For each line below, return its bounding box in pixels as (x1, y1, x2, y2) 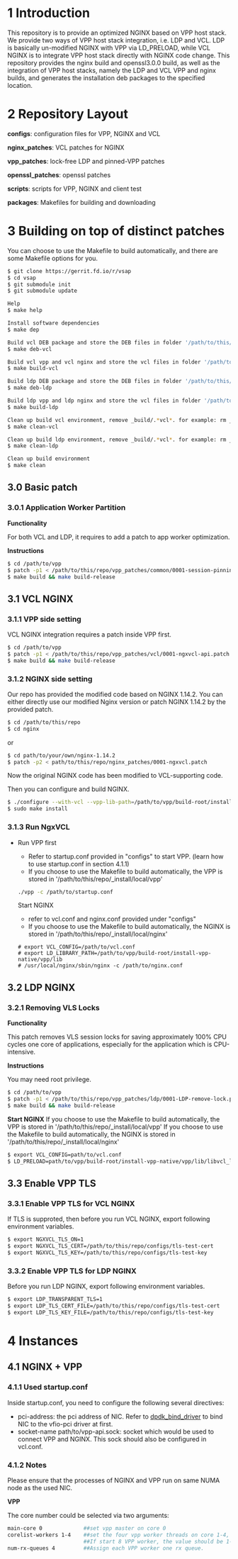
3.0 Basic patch (7, 481, 78, 493)
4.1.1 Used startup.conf (7, 1382, 89, 1392)
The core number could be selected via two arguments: (7, 1511, 169, 1519)
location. (7, 81, 33, 89)
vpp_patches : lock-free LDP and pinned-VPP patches (7, 157, 165, 165)
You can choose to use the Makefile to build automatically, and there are (7, 246, 218, 255)
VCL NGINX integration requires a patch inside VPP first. (7, 630, 172, 639)
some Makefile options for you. (7, 254, 98, 262)
